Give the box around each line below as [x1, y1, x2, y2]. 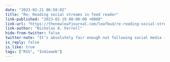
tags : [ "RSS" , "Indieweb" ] [5, 49, 62, 54]
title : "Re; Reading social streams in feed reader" [5, 12, 119, 17]
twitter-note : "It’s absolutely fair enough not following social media [5, 35, 162, 40]
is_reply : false [5, 40, 39, 45]
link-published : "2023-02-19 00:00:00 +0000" [5, 16, 103, 21]
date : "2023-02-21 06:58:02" [5, 7, 67, 12]
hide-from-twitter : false [5, 30, 60, 35]
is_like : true [5, 44, 35, 49]
